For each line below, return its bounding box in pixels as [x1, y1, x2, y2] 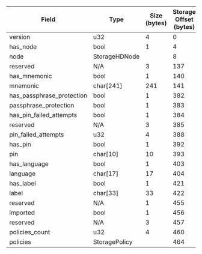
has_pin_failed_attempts [9, 111, 77, 119]
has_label [9, 180, 36, 187]
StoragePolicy [93, 238, 133, 246]
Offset [175, 15, 194, 23]
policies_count [9, 228, 50, 236]
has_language [9, 160, 49, 168]
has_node [9, 43, 37, 50]
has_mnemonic [9, 72, 52, 80]
